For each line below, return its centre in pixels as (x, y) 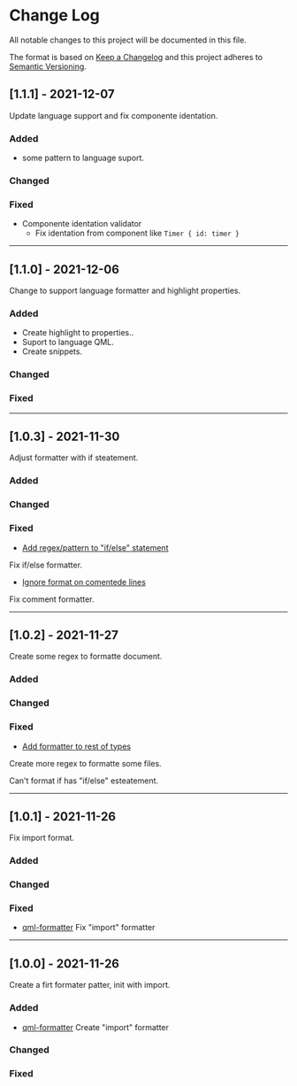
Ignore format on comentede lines (84, 582)
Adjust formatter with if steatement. (74, 458)
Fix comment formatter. (52, 599)
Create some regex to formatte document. (86, 657)
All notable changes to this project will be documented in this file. (128, 40)
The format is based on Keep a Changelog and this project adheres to (136, 57)
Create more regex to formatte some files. (85, 763)
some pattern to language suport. (83, 158)
